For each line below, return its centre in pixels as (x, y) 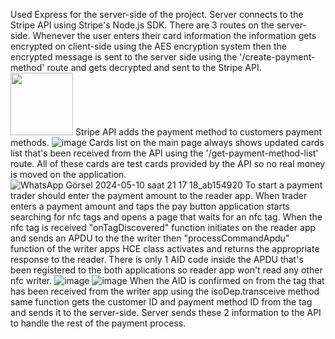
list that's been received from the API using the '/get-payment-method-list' (164, 153)
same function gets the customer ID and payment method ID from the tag (161, 302)
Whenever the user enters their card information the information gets (174, 35)
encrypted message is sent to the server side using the (124, 57)
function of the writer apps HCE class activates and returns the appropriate (165, 248)
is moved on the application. (68, 174)
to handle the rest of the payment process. (98, 323)
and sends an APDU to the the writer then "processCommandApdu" (150, 238)
